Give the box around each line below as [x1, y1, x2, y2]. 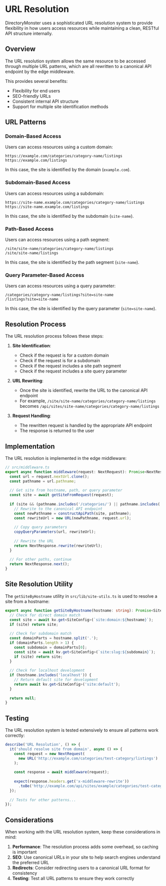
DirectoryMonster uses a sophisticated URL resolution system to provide [5, 20, 153, 26]
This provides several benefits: [5, 78, 68, 84]
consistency [12, 870, 38, 876]
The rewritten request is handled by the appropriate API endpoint [19, 423, 152, 429]
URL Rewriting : [12, 378, 43, 384]
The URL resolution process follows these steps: [5, 333, 104, 339]
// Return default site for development [14, 677, 98, 683]
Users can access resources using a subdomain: [5, 190, 104, 196]
